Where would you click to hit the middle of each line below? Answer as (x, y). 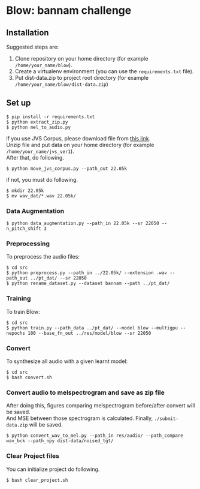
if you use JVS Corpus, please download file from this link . (78, 138)
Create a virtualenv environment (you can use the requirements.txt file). (104, 71)
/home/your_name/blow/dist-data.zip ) (62, 84)
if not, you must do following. (42, 179)
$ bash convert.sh (29, 377)
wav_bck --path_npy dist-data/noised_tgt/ (60, 441)
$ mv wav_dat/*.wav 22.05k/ (41, 196)
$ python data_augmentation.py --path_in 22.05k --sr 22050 (83, 223)
